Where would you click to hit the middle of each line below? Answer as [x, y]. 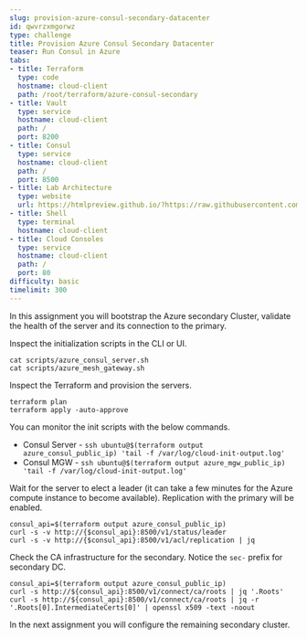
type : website [44, 197]
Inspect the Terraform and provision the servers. [101, 385]
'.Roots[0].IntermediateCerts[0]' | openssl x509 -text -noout [132, 607]
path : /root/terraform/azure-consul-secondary [108, 94]
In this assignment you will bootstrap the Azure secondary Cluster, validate [150, 315]
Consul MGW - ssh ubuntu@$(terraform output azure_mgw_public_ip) [154, 462]
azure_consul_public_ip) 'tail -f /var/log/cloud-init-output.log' [153, 453]
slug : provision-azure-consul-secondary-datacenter [110, 18]
